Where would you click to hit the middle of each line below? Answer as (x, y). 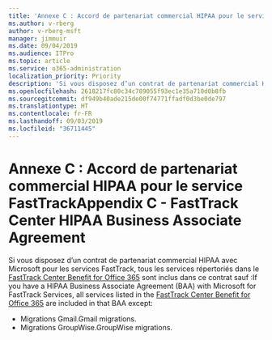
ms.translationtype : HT (49, 106)
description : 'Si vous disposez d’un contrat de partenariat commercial (134, 83)
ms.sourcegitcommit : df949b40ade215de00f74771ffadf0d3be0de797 (117, 99)
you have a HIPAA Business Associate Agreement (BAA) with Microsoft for (132, 286)
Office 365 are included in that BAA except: (81, 303)
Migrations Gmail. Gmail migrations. (79, 319)
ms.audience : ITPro (41, 53)
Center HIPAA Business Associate (125, 220)
